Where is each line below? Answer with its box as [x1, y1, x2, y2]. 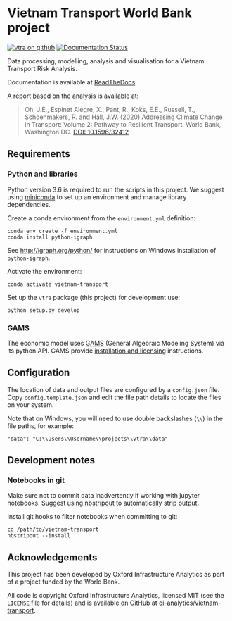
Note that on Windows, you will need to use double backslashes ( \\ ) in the [7, 414, 224, 422]
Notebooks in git [7, 475, 65, 485]
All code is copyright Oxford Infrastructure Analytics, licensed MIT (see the [7, 591, 225, 600]
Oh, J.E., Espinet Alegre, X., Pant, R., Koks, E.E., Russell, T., [24, 105, 195, 113]
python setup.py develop [7, 306, 80, 314]
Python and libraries [7, 169, 79, 179]
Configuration [7, 367, 70, 379]
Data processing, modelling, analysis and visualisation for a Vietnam [7, 56, 205, 65]
